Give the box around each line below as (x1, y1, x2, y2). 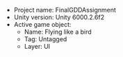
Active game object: (13, 21, 72, 28)
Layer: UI (24, 43, 51, 50)
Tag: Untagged (24, 35, 67, 43)
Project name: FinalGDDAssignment (13, 6, 117, 14)
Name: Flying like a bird (24, 27, 92, 36)
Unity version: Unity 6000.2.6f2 (13, 13, 105, 21)
